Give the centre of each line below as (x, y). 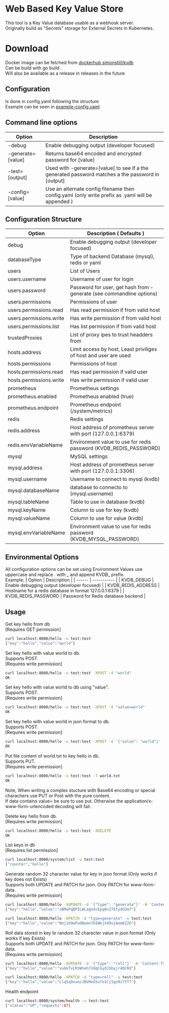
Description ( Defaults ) (116, 234)
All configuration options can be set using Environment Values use (74, 569)
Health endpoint (22, 992)
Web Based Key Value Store (64, 9)
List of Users (85, 271)
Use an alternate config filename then (90, 189)
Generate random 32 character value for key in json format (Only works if (81, 874)
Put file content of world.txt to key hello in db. (52, 756)
